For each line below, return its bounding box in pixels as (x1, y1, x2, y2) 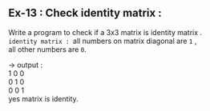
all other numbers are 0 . (8, 44, 87, 54)
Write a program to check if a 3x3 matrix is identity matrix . (8, 27, 203, 37)
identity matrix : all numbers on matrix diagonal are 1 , (8, 36, 197, 46)
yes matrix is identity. (8, 93, 79, 103)
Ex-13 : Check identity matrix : (8, 6, 162, 20)
